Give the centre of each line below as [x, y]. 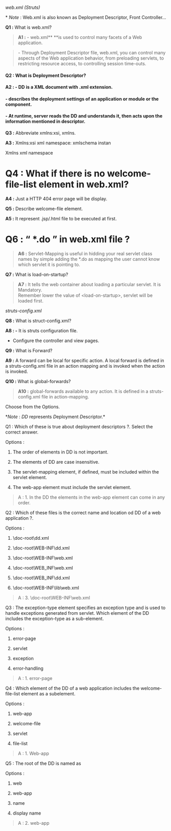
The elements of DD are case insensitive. [56, 462]
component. [19, 104]
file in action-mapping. [65, 396]
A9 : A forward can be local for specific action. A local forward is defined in [85, 360]
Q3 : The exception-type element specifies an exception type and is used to [85, 608]
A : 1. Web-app [34, 753]
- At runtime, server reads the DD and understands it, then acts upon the [84, 116]
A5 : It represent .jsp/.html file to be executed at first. [61, 218]
